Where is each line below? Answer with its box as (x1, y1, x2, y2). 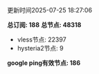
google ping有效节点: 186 (7, 59, 81, 67)
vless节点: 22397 (17, 35, 67, 44)
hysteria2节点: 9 (17, 44, 64, 52)
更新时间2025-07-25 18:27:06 (7, 6, 92, 14)
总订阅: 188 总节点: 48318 (7, 21, 82, 29)
